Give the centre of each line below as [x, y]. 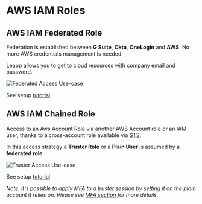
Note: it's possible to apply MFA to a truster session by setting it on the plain [101, 188]
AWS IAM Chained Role [51, 114]
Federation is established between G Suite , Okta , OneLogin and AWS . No [98, 47]
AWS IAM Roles [46, 11]
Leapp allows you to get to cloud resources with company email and [91, 65]
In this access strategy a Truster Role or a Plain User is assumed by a [93, 147]
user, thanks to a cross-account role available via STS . [74, 135]
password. [19, 72]
